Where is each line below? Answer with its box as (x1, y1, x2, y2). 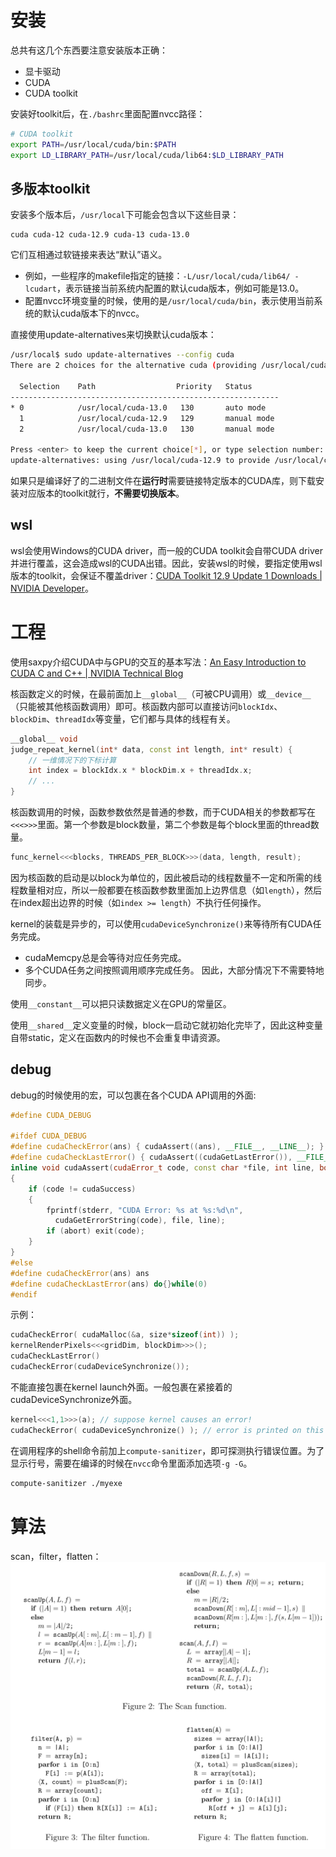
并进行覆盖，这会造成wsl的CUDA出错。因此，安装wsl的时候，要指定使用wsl (10, 557, 323, 569)
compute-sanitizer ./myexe (10, 1478, 123, 1488)
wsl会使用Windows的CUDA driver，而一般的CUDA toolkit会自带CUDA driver (10, 544, 323, 556)
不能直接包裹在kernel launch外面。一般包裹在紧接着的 (10, 1381, 233, 1393)
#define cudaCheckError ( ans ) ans (10, 1268, 150, 1278)
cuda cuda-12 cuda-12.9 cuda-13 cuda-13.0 (10, 230, 190, 240)
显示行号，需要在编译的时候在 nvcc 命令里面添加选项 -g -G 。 (10, 1457, 253, 1469)
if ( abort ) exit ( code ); (46, 1226, 145, 1236)
